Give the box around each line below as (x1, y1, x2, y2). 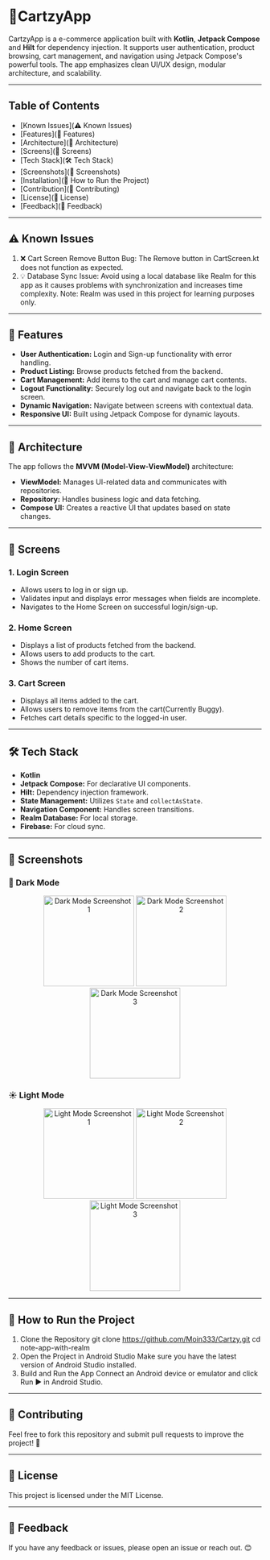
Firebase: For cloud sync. (19, 822, 106, 832)
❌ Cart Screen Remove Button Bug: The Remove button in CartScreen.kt (19, 253, 260, 263)
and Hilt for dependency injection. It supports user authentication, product (8, 42, 255, 52)
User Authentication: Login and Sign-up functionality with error (19, 350, 232, 359)
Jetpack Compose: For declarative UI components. (19, 779, 191, 789)
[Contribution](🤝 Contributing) (19, 184, 121, 193)
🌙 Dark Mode (8, 877, 60, 888)
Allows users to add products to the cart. (19, 649, 155, 659)
